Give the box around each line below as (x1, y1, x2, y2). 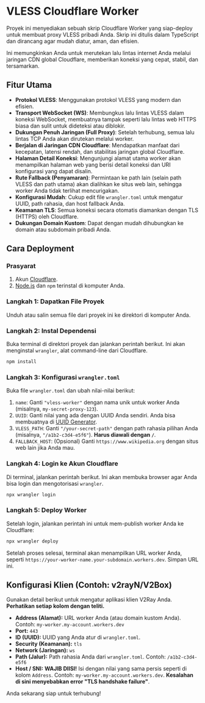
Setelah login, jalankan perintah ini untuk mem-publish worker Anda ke (6, 520, 184, 527)
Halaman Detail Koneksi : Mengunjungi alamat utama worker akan (15, 154, 181, 162)
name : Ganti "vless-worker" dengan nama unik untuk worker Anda (15, 398, 180, 406)
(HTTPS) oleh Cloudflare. (15, 212, 79, 220)
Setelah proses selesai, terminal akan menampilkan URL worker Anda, (6, 549, 182, 557)
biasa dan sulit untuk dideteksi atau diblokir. (15, 122, 126, 129)
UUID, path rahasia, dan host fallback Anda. (15, 200, 125, 207)
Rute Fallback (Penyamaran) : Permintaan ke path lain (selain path (15, 174, 182, 181)
